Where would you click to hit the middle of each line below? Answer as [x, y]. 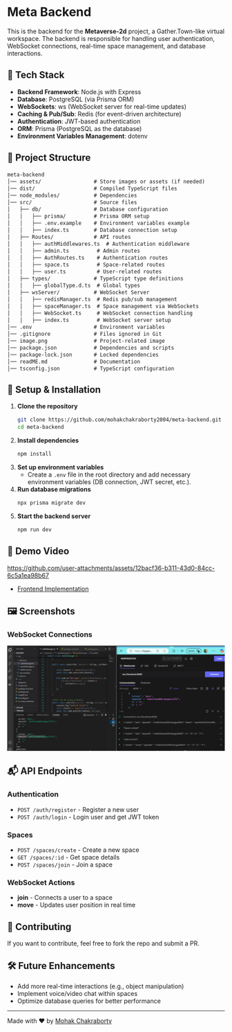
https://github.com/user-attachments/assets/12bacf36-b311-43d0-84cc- [111, 568]
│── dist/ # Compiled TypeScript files [92, 188]
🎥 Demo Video [38, 551]
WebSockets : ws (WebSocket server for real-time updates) [102, 106]
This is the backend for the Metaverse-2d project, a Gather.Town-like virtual [116, 31]
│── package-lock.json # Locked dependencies [83, 355]
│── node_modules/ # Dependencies [72, 195]
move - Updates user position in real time [76, 905]
